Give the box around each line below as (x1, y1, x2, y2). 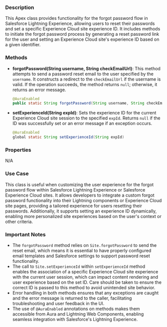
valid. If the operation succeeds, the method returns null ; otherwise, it (12, 81, 158, 87)
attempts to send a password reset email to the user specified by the (12, 71, 154, 77)
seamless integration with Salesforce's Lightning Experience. (12, 316, 138, 322)
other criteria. (5, 218, 33, 224)
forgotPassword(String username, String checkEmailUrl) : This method (12, 65, 161, 71)
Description (5, 4, 34, 11)
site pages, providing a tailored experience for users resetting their (5, 203, 143, 209)
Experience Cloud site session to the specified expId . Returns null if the (12, 115, 161, 121)
